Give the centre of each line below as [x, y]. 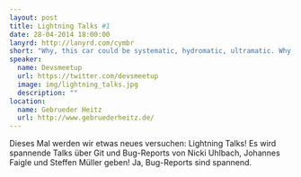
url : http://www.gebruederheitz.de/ [86, 118]
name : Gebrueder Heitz [60, 110]
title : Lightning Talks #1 [60, 26]
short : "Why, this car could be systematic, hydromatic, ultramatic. [142, 51]
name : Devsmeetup [50, 68]
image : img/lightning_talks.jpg [78, 84]
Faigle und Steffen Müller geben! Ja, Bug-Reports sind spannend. [131, 163]
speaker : [26, 59]
